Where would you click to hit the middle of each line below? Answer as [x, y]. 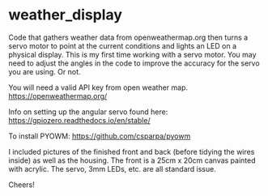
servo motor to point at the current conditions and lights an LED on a [123, 45]
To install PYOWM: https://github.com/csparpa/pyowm [100, 136]
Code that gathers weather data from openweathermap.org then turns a [128, 37]
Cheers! [21, 185]
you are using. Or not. [45, 71]
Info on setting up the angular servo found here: [88, 112]
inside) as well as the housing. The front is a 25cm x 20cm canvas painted [132, 160]
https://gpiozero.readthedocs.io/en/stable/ [80, 120]
